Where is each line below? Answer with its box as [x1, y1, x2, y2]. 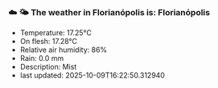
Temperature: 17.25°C [19, 28, 93, 38]
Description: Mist [19, 62, 77, 72]
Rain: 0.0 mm [19, 54, 64, 63]
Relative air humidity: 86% [19, 45, 108, 54]
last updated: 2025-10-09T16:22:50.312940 [19, 70, 165, 80]
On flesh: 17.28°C [19, 37, 78, 46]
